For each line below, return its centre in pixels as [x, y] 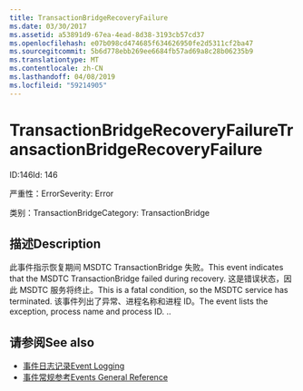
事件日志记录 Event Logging [73, 366]
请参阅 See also [52, 342]
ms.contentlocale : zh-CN [56, 69]
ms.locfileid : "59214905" [58, 85]
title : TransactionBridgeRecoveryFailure [89, 18]
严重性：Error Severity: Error [62, 193]
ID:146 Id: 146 [34, 174]
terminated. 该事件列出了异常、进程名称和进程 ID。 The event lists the [139, 301]
